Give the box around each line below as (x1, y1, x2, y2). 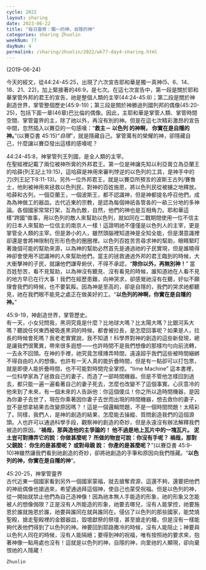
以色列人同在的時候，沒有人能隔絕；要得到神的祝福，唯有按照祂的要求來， (6, 531, 194, 538)
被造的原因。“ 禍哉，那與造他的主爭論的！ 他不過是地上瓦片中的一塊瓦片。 (6, 426, 193, 433)
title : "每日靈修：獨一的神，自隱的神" (6, 26, 95, 32)
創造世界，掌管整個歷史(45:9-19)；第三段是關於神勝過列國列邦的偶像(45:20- (6, 101, 200, 108)
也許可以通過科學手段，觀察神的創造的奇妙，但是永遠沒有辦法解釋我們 (22, 418, 200, 426)
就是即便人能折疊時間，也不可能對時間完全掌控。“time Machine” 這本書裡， (6, 365, 197, 372)
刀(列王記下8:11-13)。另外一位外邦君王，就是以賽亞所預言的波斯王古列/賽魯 (6, 175, 196, 183)
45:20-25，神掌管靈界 (6, 469, 63, 477)
